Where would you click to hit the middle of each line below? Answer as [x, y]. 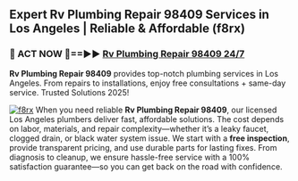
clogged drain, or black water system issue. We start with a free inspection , [149, 138]
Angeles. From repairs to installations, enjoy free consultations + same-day [148, 83]
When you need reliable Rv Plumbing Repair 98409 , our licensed [156, 110]
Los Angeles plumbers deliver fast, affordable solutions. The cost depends [147, 119]
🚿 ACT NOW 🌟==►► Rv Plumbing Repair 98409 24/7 [127, 54]
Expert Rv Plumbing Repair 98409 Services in [140, 15]
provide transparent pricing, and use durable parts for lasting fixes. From [143, 147]
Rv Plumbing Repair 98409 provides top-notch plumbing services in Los [144, 73]
